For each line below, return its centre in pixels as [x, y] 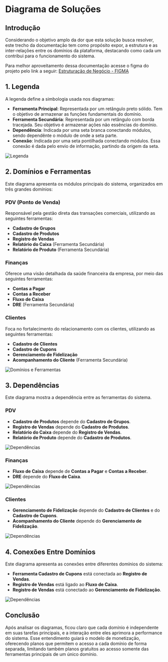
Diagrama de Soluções [53, 9]
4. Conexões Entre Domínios [50, 552]
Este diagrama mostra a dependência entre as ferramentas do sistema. [78, 397]
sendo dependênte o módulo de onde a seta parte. [65, 135]
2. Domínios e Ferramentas [48, 172]
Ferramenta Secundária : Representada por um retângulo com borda [83, 119]
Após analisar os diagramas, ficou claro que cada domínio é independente [82, 627]
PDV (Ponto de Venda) [33, 202]
